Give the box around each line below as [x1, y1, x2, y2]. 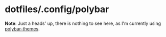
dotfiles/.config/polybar [5, 4, 109, 15]
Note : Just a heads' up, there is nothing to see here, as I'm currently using [5, 20, 161, 26]
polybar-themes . [5, 25, 40, 31]
